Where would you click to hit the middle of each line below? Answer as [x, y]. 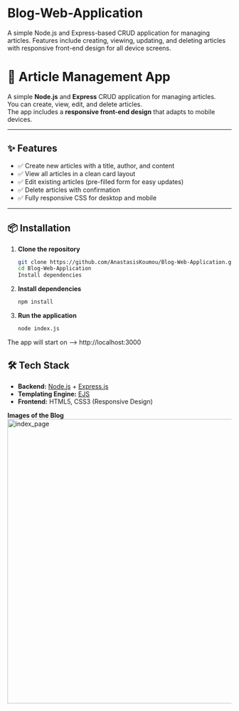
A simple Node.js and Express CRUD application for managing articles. [112, 96]
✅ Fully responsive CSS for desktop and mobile [87, 198]
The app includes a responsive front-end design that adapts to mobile [111, 111]
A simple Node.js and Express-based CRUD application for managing [108, 33]
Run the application [47, 316]
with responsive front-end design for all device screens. [90, 48]
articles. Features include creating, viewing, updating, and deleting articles [117, 40]
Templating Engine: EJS [54, 394]
